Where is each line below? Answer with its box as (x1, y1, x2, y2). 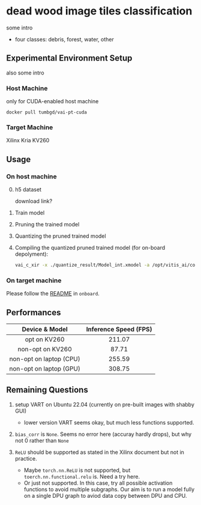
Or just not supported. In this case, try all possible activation (23, 479, 173, 486)
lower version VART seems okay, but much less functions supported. (23, 419, 194, 426)
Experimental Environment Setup (6, 53, 133, 64)
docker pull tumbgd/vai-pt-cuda (6, 109, 87, 115)
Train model (14, 209, 45, 217)
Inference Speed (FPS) (86, 325, 152, 334)
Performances (6, 307, 61, 318)
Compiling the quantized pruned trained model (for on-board (14, 244, 166, 252)
